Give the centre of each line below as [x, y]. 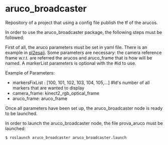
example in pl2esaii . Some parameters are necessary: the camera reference [83, 52]
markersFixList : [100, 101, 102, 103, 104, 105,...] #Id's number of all [81, 82]
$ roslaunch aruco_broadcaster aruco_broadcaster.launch [66, 137]
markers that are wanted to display [48, 87]
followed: [15, 37]
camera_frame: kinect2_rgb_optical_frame [56, 93]
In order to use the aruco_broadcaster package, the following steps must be [83, 32]
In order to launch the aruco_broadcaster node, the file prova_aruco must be [84, 123]
